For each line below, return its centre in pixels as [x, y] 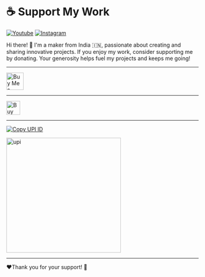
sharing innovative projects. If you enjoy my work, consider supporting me [100, 51]
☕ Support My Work [58, 12]
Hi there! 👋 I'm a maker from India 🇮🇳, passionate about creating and [94, 45]
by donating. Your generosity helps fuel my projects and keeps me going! [99, 58]
